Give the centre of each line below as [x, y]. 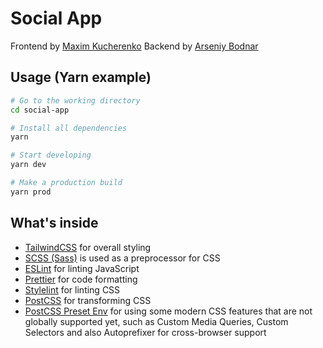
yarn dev [28, 165]
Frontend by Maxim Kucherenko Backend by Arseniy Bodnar [134, 46]
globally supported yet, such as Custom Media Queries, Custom [156, 321]
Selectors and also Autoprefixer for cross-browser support [145, 332]
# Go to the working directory [75, 100]
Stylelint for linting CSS [72, 289]
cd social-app [40, 110]
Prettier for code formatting [81, 279]
